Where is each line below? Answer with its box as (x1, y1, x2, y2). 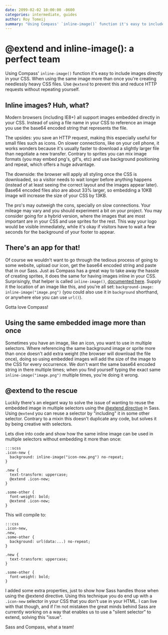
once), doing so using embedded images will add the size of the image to (5, 355, 156, 362)
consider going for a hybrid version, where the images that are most (5, 213, 145, 219)
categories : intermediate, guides (5, 12, 77, 17)
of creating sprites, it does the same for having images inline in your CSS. (5, 273, 156, 279)
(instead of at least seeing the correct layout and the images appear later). (5, 182, 158, 188)
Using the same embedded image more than (5, 319, 146, 327)
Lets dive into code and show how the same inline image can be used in (5, 431, 153, 437)
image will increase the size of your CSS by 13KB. (5, 193, 107, 199)
